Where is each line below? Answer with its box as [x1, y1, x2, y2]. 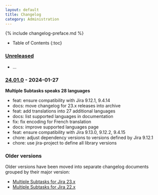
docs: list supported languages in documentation [12, 113, 113, 119]
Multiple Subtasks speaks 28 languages [5, 87, 90, 93]
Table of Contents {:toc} [12, 40, 62, 46]
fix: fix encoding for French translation [12, 118, 91, 124]
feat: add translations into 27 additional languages [12, 108, 116, 114]
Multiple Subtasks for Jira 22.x [12, 184, 76, 190]
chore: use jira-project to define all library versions [12, 139, 117, 145]
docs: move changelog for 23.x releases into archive [12, 102, 121, 108]
